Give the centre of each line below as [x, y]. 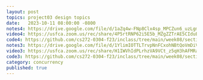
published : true [27, 68]
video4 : [16, 34]
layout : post [23, 12]
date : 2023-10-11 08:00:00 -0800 [51, 23]
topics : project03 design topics [48, 17]
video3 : [16, 51]
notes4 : [16, 29]
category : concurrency [35, 62]
